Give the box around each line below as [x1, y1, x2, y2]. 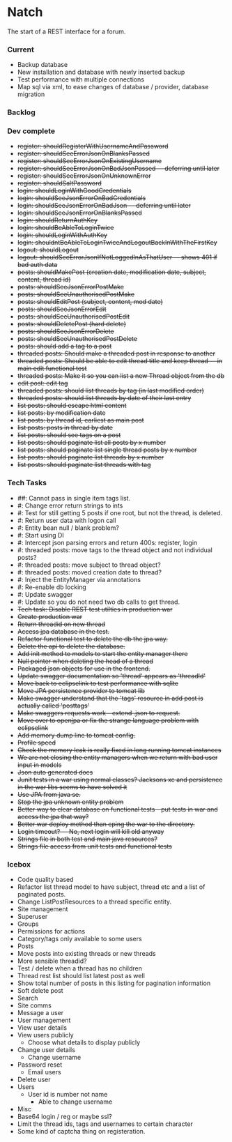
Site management [17, 905, 68, 913]
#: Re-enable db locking [17, 583, 87, 591]
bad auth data [17, 261, 58, 269]
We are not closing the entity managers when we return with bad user [17, 753, 218, 761]
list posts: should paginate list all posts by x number [17, 439, 167, 447]
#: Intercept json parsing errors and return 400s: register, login [17, 538, 198, 547]
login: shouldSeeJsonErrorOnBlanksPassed [17, 208, 143, 217]
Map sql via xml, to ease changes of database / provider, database [17, 83, 209, 91]
